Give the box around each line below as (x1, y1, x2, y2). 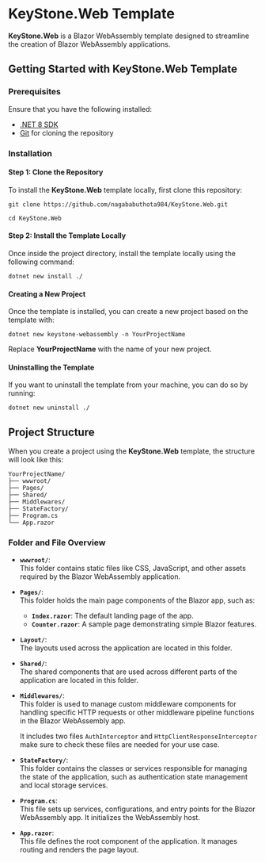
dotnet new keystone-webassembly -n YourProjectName (8, 331, 186, 339)
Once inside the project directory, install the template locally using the (8, 248, 236, 258)
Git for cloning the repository (19, 128, 114, 137)
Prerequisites (8, 86, 61, 98)
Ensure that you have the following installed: (8, 104, 153, 113)
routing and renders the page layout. (19, 845, 139, 855)
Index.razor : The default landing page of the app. (31, 611, 194, 621)
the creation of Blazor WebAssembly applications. (8, 39, 171, 48)
